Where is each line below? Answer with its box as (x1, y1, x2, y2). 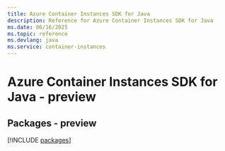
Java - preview (7, 89, 97, 105)
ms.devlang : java (7, 37, 59, 44)
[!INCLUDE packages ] (7, 136, 71, 144)
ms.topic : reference (7, 30, 69, 38)
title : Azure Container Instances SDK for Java (7, 10, 151, 18)
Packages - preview (7, 117, 97, 129)
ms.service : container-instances (7, 43, 106, 50)
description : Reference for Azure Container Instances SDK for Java (7, 17, 214, 24)
